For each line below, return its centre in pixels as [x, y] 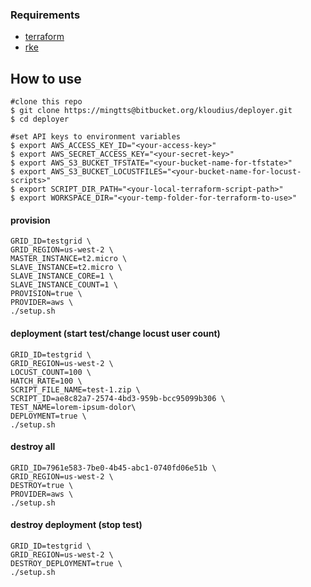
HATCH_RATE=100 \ [46, 381]
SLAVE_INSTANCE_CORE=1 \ [62, 276]
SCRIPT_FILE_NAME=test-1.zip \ [75, 389]
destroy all [33, 447]
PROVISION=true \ [46, 294]
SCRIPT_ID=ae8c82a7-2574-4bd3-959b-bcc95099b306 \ [118, 398]
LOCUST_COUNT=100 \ [51, 372]
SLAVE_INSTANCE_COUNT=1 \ [64, 285]
